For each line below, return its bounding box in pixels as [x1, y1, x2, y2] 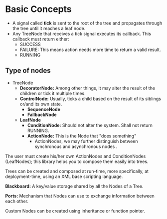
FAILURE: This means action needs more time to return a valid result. [19, 46, 161, 52]
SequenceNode [27, 106, 61, 112]
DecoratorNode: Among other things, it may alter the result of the [19, 85, 156, 91]
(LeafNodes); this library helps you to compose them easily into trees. [5, 158, 149, 164]
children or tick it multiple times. [19, 90, 86, 96]
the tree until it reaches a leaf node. [12, 25, 86, 31]
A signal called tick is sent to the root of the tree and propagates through [12, 20, 163, 26]
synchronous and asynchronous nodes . [34, 143, 118, 149]
